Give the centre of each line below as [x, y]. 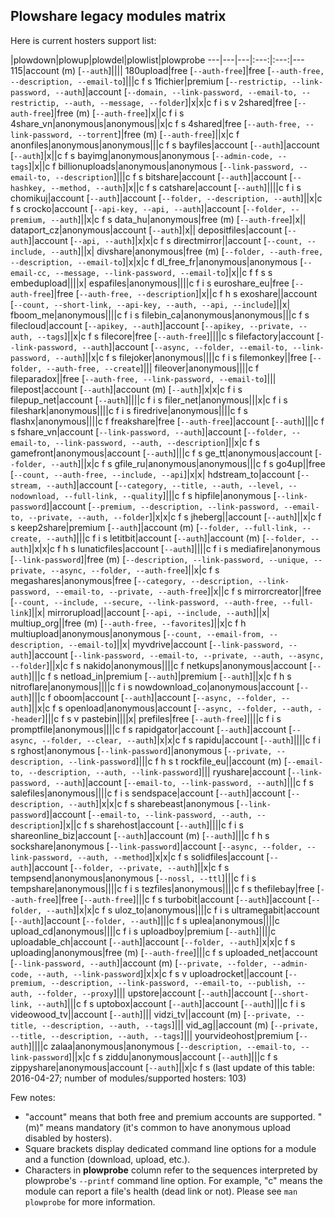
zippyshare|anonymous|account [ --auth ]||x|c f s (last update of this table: [163, 1067]
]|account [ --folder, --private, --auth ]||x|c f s [129, 867]
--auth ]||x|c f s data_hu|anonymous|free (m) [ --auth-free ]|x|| [178, 219]
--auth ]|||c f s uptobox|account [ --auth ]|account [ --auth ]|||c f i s [171, 1003]
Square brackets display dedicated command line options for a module [170, 1148]
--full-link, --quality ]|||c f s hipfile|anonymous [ [170, 495]
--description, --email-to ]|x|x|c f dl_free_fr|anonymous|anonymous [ [157, 261]
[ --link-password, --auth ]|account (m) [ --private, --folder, [139, 963]
